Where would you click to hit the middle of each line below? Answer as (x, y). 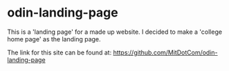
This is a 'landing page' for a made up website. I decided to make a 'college (115, 32)
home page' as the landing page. (54, 39)
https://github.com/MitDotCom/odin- (165, 52)
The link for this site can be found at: (59, 52)
